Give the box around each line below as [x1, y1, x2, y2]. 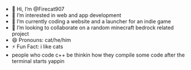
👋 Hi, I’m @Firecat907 [11, 6, 65, 12]
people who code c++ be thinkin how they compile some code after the [11, 51, 185, 58]
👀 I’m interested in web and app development [11, 12, 122, 19]
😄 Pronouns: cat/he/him [11, 37, 72, 43]
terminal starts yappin [11, 58, 65, 64]
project [11, 30, 29, 37]
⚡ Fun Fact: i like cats [11, 43, 63, 50]
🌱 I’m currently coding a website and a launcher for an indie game [11, 18, 172, 24]
